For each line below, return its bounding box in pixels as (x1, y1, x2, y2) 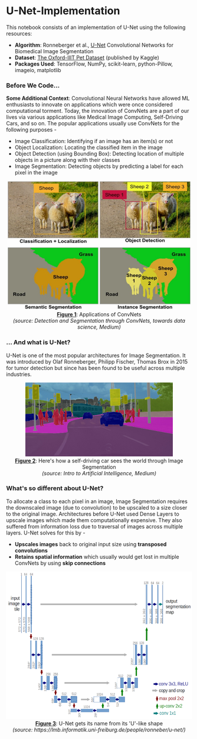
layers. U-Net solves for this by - (6, 529, 86, 536)
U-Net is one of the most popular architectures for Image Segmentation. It (6, 352, 186, 359)
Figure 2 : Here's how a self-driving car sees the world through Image (15, 457, 183, 464)
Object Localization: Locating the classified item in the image (14, 144, 163, 151)
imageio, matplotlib (14, 66, 61, 73)
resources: (6, 30, 32, 37)
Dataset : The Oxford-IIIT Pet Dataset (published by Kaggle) (14, 54, 159, 61)
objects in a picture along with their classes (14, 157, 120, 164)
